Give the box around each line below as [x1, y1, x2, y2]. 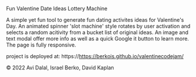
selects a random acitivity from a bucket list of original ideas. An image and [6, 29, 188, 36]
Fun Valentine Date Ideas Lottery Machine [6, 5, 108, 12]
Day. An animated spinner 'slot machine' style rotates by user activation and [6, 23, 191, 29]
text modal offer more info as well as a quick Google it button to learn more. [6, 35, 190, 42]
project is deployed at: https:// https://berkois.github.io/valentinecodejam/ [6, 53, 184, 59]
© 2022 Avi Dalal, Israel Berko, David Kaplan [6, 64, 114, 71]
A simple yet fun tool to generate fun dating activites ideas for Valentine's [6, 16, 184, 23]
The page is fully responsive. [6, 41, 77, 48]
